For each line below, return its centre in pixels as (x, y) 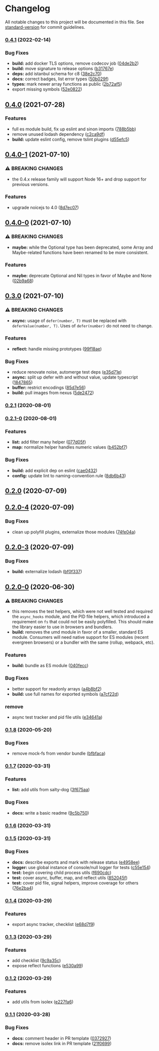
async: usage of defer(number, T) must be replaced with (69, 320)
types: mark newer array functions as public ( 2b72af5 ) (67, 84)
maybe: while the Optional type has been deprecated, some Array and (82, 247)
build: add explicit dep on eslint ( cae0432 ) (55, 471)
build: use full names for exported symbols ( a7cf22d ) (65, 694)
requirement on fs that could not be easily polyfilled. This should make (83, 621)
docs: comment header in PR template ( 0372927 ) (62, 1038)
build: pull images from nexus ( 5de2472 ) (53, 393)
